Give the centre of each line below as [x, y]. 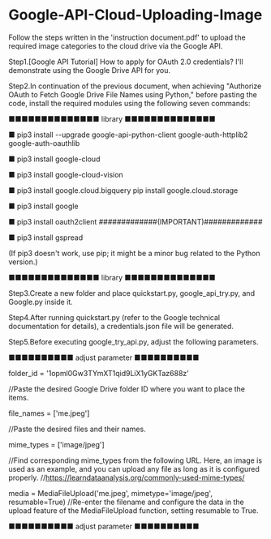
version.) [23, 262]
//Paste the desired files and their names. [77, 429]
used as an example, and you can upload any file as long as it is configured [134, 468]
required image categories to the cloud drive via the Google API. [116, 45]
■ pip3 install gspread [46, 237]
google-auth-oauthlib [44, 143]
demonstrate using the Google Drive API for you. [89, 70]
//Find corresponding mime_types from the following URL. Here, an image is [135, 460]
